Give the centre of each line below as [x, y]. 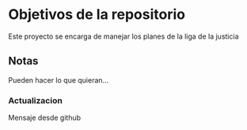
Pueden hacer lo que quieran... [59, 80]
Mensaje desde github [45, 118]
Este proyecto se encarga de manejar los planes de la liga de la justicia [123, 36]
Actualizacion [36, 100]
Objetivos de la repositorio [97, 15]
